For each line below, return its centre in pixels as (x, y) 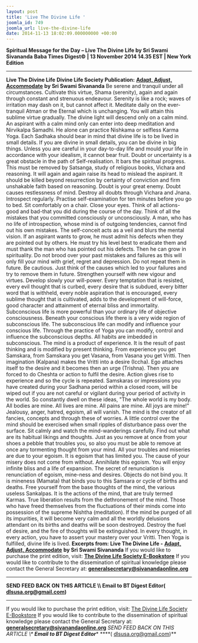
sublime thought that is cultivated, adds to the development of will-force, (94, 299)
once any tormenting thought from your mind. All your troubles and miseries (98, 450)
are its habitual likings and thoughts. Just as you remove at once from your (97, 437)
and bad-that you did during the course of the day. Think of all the (100, 211)
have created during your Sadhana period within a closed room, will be (92, 387)
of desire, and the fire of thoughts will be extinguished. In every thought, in (97, 531)
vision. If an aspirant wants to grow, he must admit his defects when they (95, 237)
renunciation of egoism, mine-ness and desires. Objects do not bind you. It (97, 475)
